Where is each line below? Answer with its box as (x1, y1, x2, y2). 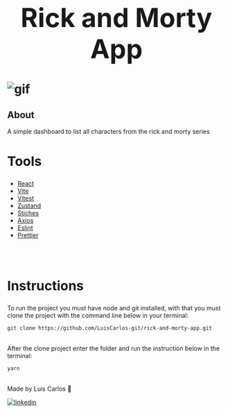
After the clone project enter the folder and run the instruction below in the (7, 344, 220, 353)
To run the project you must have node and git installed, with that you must (7, 303, 221, 312)
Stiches (17, 208, 40, 217)
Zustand (17, 201, 42, 210)
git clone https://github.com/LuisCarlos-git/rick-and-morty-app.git (7, 324, 213, 332)
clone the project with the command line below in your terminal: (7, 311, 189, 319)
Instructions (7, 277, 85, 294)
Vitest (17, 194, 35, 202)
